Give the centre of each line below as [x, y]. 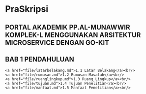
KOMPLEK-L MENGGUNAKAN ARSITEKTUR [73, 35]
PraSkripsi [27, 9]
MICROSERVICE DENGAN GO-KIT [57, 43]
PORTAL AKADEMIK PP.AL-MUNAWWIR [68, 27]
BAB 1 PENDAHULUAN [40, 59]
